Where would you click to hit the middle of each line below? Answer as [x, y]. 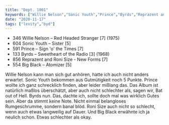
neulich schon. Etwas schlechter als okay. [49, 117]
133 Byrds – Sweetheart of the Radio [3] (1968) [61, 54]
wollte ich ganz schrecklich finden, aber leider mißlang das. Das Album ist [82, 85]
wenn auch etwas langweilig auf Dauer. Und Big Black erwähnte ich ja [77, 112]
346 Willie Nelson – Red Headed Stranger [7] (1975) [66, 38]
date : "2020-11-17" [26, 19]
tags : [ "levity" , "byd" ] [30, 24]
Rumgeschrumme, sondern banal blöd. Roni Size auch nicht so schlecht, [80, 106]
